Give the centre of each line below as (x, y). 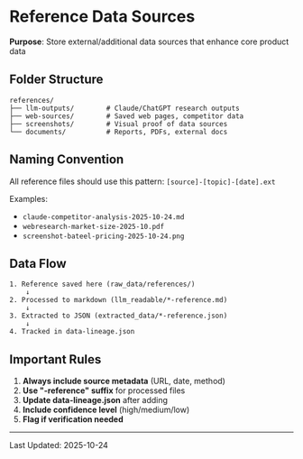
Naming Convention (67, 160)
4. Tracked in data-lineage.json (72, 332)
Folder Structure (56, 80)
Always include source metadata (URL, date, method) (124, 381)
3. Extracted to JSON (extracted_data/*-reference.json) (119, 316)
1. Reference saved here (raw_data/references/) (102, 285)
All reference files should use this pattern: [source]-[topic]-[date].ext (142, 181)
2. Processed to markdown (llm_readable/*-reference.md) (119, 300)
